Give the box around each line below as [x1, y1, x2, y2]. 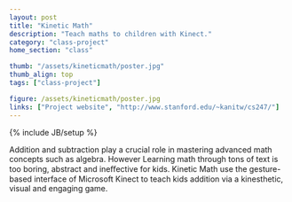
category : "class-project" [9, 37, 109, 47]
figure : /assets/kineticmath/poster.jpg [9, 94, 162, 103]
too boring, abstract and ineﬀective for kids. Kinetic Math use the [9, 163, 248, 174]
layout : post [9, 12, 58, 22]
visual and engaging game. [9, 183, 108, 193]
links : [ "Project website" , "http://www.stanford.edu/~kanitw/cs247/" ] [9, 103, 280, 112]
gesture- [249, 163, 281, 174]
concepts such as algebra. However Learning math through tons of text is [9, 153, 279, 164]
